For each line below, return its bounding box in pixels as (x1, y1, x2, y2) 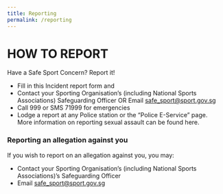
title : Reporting (7, 10, 57, 17)
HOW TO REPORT (7, 46, 108, 62)
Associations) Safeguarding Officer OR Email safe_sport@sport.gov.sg (16, 97, 216, 105)
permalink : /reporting (7, 16, 72, 23)
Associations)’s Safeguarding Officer (16, 171, 121, 180)
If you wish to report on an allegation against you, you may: (7, 151, 175, 159)
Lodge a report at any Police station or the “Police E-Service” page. (16, 111, 208, 119)
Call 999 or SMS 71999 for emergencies (16, 104, 130, 112)
